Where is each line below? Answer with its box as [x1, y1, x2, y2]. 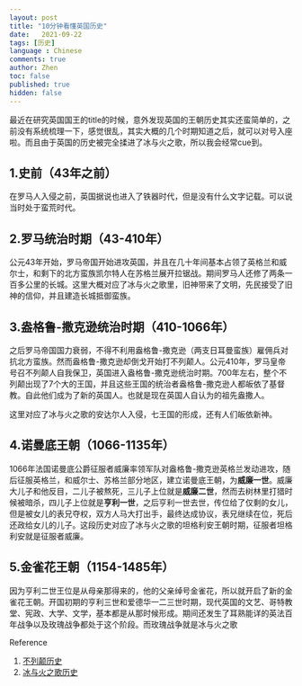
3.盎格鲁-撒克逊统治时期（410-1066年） [9, 319, 235, 334]
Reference [9, 637, 48, 647]
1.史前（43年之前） [9, 165, 117, 181]
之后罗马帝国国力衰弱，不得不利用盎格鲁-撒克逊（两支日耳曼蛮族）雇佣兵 [9, 344, 281, 355]
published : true [9, 80, 70, 89]
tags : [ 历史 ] [9, 38, 56, 48]
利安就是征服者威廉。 [9, 530, 88, 541]
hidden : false [9, 88, 63, 97]
